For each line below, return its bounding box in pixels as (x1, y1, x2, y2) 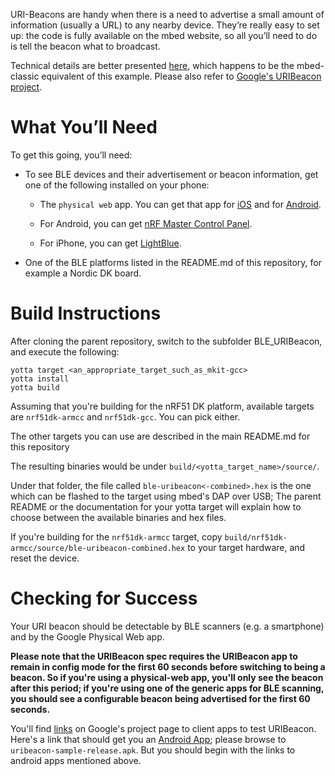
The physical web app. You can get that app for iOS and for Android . (39, 198, 322, 210)
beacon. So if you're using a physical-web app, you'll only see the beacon (10, 671, 324, 683)
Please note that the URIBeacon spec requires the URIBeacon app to (10, 650, 298, 662)
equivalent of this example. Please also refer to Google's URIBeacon (41, 70, 322, 82)
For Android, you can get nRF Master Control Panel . (39, 217, 253, 229)
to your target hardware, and (187, 541, 306, 553)
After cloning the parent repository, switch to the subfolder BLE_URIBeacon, (10, 335, 323, 347)
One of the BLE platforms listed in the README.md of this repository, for (24, 256, 323, 268)
